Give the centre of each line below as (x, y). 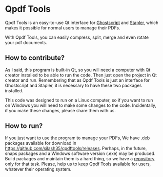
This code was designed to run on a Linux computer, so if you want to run (79, 100)
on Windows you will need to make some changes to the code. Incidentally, (81, 105)
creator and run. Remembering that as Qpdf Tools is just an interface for (77, 80)
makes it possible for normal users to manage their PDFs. (63, 27)
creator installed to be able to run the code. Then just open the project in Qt (81, 75)
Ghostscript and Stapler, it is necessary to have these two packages (73, 85)
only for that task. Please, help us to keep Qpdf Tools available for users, (78, 164)
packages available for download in (41, 143)
